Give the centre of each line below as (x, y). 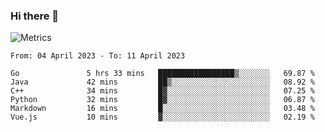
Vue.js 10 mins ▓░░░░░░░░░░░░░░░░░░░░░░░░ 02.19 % (162, 117)
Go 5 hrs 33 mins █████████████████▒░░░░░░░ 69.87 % (162, 74)
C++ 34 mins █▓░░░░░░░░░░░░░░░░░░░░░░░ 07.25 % (162, 91)
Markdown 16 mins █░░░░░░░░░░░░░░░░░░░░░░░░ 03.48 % (162, 109)
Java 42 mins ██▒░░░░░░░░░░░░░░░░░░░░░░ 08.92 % (162, 82)
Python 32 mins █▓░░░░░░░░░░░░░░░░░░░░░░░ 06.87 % (162, 100)
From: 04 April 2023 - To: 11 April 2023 (98, 56)
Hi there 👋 (35, 16)
